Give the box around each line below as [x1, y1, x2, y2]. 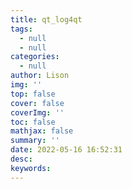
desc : [10, 154, 33, 164]
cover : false [10, 98, 65, 108]
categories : [10, 52, 60, 62]
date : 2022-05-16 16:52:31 [10, 145, 123, 155]
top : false [10, 89, 56, 99]
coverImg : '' [10, 107, 65, 118]
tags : [10, 24, 33, 34]
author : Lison [10, 71, 70, 81]
